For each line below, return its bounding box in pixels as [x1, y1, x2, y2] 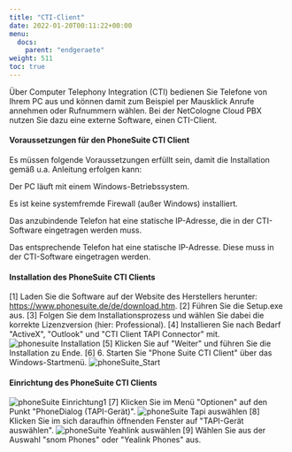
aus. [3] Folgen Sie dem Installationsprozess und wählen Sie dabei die [9, 310, 265, 321]
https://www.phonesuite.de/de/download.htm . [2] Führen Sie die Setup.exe [9, 301, 283, 311]
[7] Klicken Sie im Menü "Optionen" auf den [108, 397, 268, 408]
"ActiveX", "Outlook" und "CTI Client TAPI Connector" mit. [9, 329, 220, 340]
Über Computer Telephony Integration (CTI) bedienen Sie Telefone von [9, 86, 268, 97]
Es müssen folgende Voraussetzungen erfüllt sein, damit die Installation [9, 155, 270, 165]
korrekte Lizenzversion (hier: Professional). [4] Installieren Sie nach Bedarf [9, 319, 281, 330]
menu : [9, 29, 29, 38]
